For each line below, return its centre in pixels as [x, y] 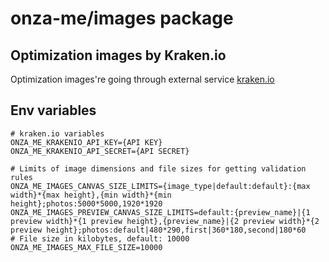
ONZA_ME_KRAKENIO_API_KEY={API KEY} [86, 142]
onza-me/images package [122, 18]
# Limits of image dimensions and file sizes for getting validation [158, 168]
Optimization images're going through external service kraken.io [142, 79]
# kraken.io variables [57, 133]
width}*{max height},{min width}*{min [91, 195]
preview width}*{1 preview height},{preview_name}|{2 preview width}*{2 [165, 221]
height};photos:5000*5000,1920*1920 [86, 203]
